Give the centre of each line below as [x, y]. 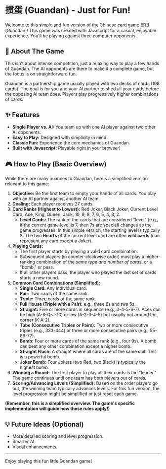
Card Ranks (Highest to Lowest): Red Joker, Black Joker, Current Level [85, 209]
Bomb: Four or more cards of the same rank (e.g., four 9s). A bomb [88, 341]
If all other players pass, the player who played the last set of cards [88, 272]
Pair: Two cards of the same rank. [54, 294]
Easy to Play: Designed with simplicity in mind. [60, 137]
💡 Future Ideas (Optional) [44, 424]
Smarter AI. [24, 442]
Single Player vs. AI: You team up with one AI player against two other [84, 127]
